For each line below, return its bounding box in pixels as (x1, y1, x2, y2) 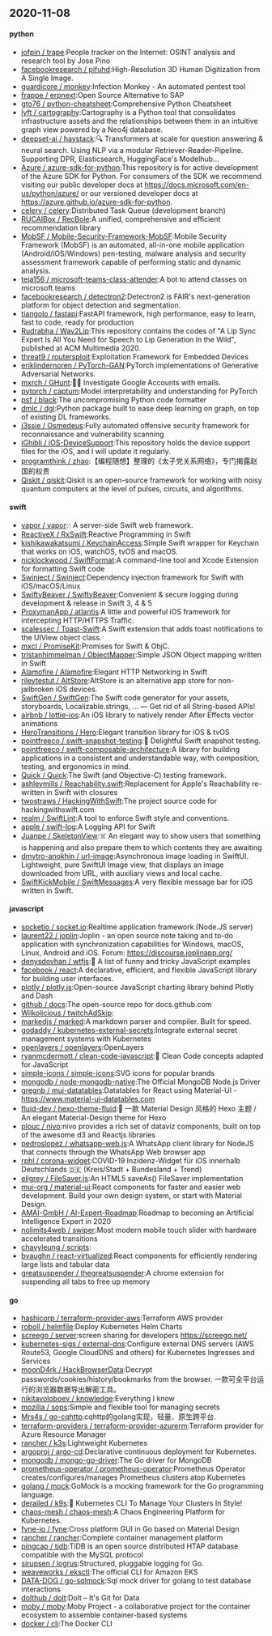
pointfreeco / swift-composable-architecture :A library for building (20, 744, 240, 754)
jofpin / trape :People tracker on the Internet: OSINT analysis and (20, 47, 236, 57)
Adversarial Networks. (20, 368, 96, 379)
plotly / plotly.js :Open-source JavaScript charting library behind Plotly (20, 983, 254, 992)
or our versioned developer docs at (80, 188, 198, 198)
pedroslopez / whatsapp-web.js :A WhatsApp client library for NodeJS (20, 1139, 254, 1148)
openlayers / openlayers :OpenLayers (20, 1043, 145, 1052)
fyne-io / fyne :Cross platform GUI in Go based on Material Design (20, 1524, 240, 1534)
